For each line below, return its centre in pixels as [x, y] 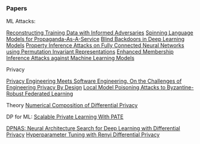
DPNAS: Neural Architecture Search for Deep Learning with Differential [93, 129]
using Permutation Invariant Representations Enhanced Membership [90, 52]
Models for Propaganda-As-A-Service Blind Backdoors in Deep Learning [96, 39]
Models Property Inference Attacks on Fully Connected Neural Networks [95, 45]
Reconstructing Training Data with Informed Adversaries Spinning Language [100, 33]
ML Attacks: [21, 21]
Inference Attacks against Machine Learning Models [70, 58]
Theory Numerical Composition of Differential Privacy [72, 105]
